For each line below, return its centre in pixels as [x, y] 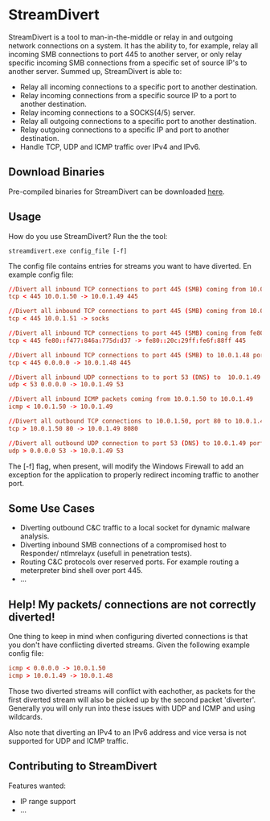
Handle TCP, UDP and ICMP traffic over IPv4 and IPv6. [110, 146]
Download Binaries [57, 172]
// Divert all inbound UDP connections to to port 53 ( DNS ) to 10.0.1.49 [135, 377]
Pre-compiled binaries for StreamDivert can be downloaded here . [117, 192]
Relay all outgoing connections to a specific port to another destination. [138, 121]
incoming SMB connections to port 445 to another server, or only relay [125, 54]
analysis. [35, 536]
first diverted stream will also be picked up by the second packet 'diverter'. [132, 699]
